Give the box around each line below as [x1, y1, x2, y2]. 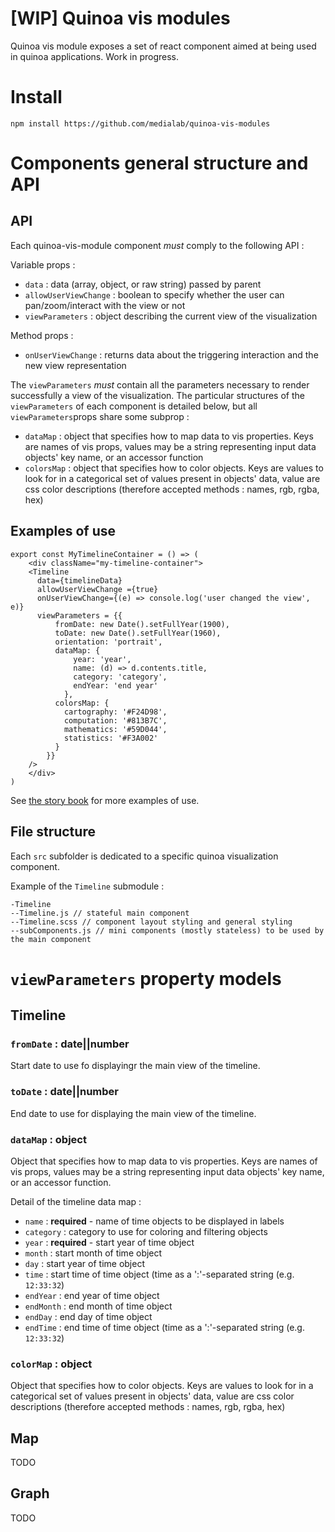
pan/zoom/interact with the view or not [24, 299, 186, 311]
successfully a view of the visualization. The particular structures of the [10, 389, 305, 401]
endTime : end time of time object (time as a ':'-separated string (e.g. [24, 1321, 305, 1333]
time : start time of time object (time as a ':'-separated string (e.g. [24, 1268, 295, 1280]
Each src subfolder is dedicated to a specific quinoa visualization [10, 850, 279, 862]
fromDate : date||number [10, 1037, 130, 1051]
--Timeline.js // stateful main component [10, 908, 190, 918]
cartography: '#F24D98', [63, 707, 168, 717]
